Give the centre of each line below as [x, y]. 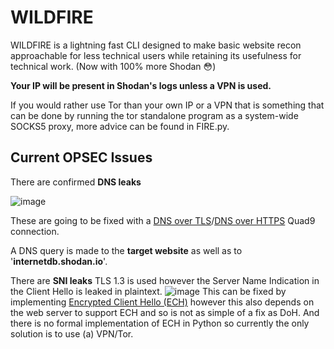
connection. [35, 231]
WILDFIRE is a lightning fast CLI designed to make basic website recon [156, 45]
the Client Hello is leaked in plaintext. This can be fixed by [148, 291]
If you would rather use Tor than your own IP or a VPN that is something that [167, 105]
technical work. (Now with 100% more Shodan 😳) [113, 66]
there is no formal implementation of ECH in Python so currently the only [160, 323]
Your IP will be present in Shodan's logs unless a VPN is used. [141, 85]
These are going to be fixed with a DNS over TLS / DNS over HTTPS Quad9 [163, 220]
